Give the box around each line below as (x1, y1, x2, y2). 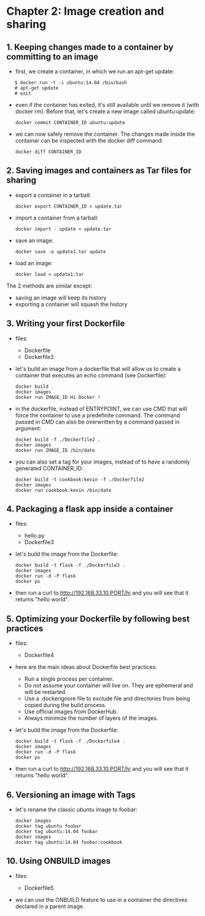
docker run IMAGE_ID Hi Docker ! (15, 394, 101, 400)
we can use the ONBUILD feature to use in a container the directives (15, 896, 188, 903)
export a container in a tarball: (15, 191, 92, 199)
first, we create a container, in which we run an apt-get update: (15, 68, 174, 75)
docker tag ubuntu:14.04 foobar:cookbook (15, 839, 122, 846)
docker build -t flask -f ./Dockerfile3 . (15, 563, 125, 569)
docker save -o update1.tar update (15, 248, 106, 255)
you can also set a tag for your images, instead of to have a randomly (15, 458, 190, 465)
